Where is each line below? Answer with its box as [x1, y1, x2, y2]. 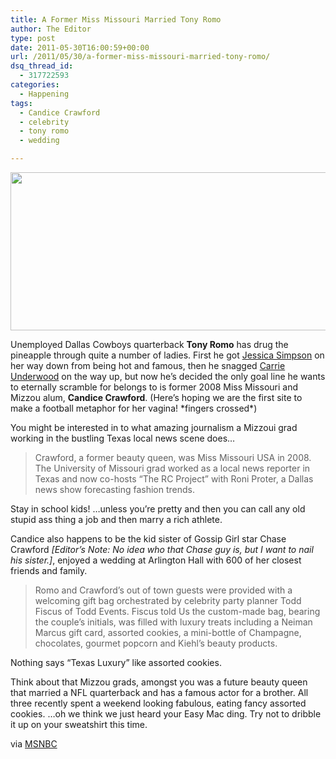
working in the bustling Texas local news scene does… [10, 432, 236, 444]
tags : [10, 98, 33, 108]
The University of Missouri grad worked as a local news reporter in [34, 462, 311, 474]
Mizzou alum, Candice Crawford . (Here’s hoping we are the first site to [10, 392, 303, 403]
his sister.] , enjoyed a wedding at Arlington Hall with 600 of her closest [10, 554, 302, 566]
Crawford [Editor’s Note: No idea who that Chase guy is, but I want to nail [10, 544, 314, 555]
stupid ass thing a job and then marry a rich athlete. [10, 514, 223, 525]
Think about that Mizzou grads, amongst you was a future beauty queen [10, 676, 308, 688]
